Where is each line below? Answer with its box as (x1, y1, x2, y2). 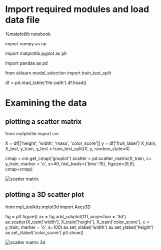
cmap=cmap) (5, 166, 33, 172)
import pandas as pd (5, 60, 48, 66)
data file (5, 14, 40, 26)
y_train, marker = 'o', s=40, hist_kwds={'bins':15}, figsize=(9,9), (5, 160, 136, 166)
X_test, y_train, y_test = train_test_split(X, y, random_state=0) (5, 145, 130, 151)
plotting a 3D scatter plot (5, 190, 84, 199)
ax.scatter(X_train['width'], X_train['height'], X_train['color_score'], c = (5, 219, 150, 225)
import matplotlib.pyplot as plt (5, 50, 67, 56)
